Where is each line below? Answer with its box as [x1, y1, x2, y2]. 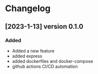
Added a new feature [12, 48, 55, 54]
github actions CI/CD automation [12, 63, 78, 69]
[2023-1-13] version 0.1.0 [5, 22, 84, 31]
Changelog [5, 3, 51, 14]
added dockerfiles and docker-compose [12, 58, 94, 64]
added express [12, 53, 42, 59]
